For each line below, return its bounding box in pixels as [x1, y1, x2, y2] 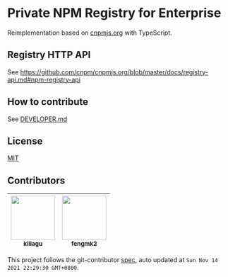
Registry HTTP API [7, 49, 91, 61]
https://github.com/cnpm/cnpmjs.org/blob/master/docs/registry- [20, 67, 209, 76]
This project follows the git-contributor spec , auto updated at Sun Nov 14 [7, 256, 218, 264]
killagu [23, 239, 43, 248]
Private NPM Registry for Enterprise [7, 5, 222, 21]
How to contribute [7, 96, 89, 108]
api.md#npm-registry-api [7, 75, 81, 84]
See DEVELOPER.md [7, 115, 68, 123]
